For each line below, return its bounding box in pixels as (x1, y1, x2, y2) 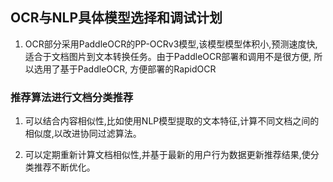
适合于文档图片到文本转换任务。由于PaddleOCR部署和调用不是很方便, (24, 50, 312, 62)
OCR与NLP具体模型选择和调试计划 (10, 9, 223, 27)
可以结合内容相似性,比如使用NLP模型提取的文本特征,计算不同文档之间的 (24, 115, 320, 127)
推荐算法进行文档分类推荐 (10, 90, 134, 104)
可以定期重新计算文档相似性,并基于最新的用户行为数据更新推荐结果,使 (24, 149, 311, 161)
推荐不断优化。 (33, 161, 96, 173)
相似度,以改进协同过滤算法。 (24, 128, 142, 140)
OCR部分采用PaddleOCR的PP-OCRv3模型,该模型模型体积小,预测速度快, (24, 38, 318, 50)
